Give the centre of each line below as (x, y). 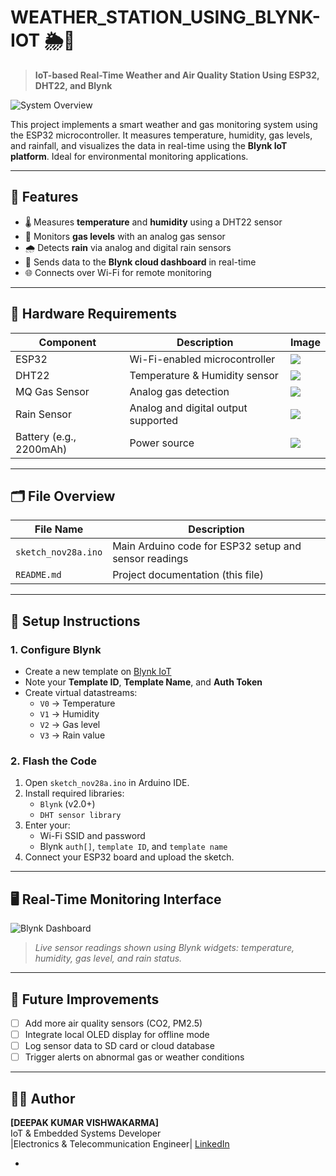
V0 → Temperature (77, 703)
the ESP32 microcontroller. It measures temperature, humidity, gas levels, (161, 135)
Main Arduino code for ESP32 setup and (207, 546)
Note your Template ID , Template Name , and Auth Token (143, 682)
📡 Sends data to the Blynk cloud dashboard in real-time (140, 262)
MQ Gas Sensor (52, 391)
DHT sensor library (80, 816)
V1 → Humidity (69, 714)
